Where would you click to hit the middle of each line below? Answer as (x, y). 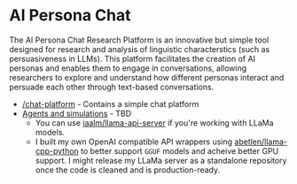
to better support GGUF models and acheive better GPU (180, 150)
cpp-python (57, 150)
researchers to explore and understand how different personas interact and (147, 77)
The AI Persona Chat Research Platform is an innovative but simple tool (139, 40)
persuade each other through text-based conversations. (112, 87)
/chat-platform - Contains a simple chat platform (110, 103)
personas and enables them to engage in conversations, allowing (128, 68)
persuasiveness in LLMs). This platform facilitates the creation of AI (132, 58)
